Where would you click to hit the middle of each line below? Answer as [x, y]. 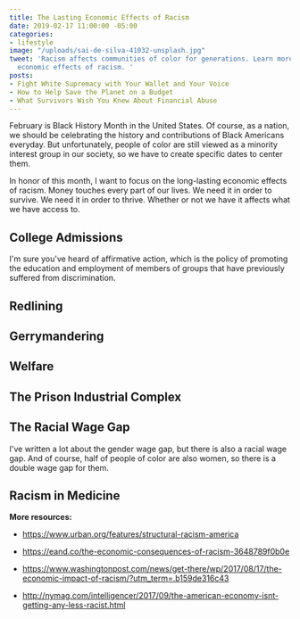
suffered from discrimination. [62, 278]
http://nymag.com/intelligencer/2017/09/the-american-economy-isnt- [150, 596]
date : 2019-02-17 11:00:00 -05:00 [74, 26]
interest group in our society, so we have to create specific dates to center [146, 154]
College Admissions [66, 237]
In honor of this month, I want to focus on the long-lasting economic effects [148, 181]
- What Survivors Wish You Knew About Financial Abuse [113, 100]
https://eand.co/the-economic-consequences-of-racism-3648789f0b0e [156, 552]
